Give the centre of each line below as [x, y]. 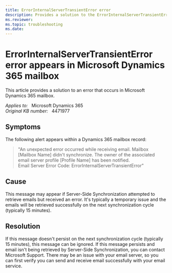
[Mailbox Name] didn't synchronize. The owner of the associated [86, 154]
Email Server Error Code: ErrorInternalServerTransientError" [81, 165]
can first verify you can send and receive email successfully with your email [85, 260]
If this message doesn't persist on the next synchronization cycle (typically [84, 239]
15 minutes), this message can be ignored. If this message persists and [80, 244]
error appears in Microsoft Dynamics [85, 65]
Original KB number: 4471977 [38, 111]
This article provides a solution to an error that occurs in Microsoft [75, 90]
